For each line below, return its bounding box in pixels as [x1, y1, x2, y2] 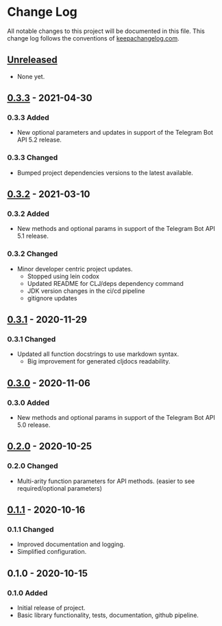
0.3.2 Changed [7, 249, 58, 258]
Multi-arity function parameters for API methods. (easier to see [16, 477, 195, 485]
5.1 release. [16, 232, 49, 241]
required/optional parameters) [16, 484, 103, 492]
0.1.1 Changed [7, 525, 54, 535]
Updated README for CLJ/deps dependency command [27, 279, 184, 287]
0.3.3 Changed [7, 153, 58, 162]
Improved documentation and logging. [16, 540, 125, 548]
